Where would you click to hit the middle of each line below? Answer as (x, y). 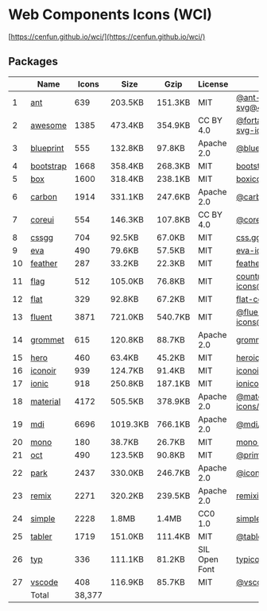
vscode (44, 582)
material (46, 401)
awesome (49, 125)
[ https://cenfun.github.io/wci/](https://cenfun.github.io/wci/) (107, 37)
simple (43, 518)
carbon (44, 196)
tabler (42, 536)
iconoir (44, 370)
